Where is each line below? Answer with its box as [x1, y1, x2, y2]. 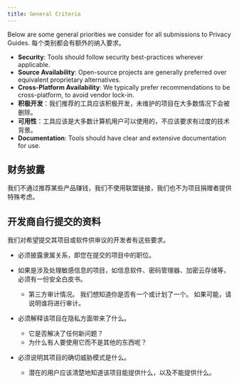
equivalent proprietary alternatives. [17, 75, 121, 84]
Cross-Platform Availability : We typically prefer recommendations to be [17, 83, 230, 91]
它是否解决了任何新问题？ [28, 329, 104, 338]
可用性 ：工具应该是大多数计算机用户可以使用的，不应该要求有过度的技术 [17, 117, 230, 125]
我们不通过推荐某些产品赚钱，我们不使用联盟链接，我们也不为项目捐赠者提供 [7, 184, 232, 192]
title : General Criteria [7, 10, 81, 18]
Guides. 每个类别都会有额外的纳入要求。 [7, 38, 126, 47]
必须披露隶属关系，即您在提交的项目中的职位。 [17, 251, 155, 260]
